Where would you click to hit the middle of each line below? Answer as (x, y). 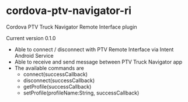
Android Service (34, 55)
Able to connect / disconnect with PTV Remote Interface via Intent (94, 49)
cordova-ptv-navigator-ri (69, 11)
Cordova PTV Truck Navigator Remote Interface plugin (72, 27)
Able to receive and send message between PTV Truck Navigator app (98, 62)
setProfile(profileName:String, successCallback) (81, 93)
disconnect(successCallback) (59, 80)
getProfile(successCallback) (57, 86)
